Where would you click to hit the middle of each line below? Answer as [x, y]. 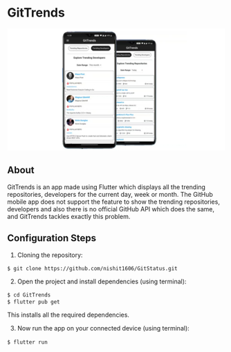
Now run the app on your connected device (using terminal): [103, 328]
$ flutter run [28, 342]
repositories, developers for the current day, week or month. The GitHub [110, 194]
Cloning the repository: [50, 255]
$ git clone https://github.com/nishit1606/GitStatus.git [92, 268]
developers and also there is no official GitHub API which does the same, [111, 209]
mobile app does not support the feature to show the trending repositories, [113, 202]
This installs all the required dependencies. [68, 315]
